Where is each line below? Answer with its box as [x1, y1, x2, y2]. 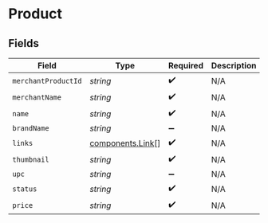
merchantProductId [12, 76, 82, 85]
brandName [12, 124, 49, 132]
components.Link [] [89, 137, 161, 148]
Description [211, 61, 257, 71]
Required [168, 61, 203, 71]
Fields [8, 37, 40, 50]
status [12, 184, 37, 194]
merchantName [12, 92, 62, 102]
